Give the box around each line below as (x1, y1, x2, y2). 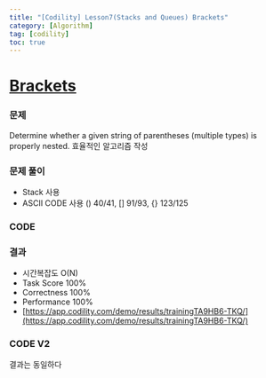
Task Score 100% (21, 278, 87, 288)
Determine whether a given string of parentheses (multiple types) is (9, 130, 258, 140)
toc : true (9, 37, 46, 47)
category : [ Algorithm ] (9, 21, 93, 30)
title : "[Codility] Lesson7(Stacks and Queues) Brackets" (9, 12, 229, 22)
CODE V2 (9, 338, 51, 350)
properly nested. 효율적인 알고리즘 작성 (9, 140, 149, 151)
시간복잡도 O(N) (21, 268, 78, 279)
